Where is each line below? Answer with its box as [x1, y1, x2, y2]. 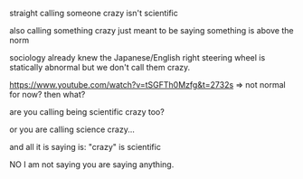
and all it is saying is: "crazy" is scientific [9, 142, 161, 152]
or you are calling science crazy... [9, 124, 136, 135]
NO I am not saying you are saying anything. [9, 159, 175, 170]
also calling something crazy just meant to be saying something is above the [9, 25, 294, 35]
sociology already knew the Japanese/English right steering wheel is [9, 52, 266, 62]
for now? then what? [9, 89, 86, 99]
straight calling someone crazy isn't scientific [9, 8, 178, 18]
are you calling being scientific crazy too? [9, 107, 165, 117]
